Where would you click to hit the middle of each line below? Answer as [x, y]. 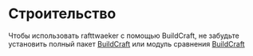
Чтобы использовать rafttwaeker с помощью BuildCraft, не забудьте [124, 35]
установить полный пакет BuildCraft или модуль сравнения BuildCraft [126, 43]
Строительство [62, 14]
